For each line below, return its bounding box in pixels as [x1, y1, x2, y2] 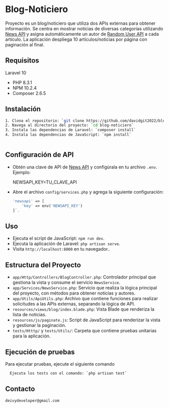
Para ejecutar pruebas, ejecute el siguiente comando [5, 361, 115, 367]
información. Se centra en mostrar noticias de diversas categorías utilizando [5, 25, 163, 31]
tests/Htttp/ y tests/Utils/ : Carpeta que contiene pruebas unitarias [12, 328, 157, 334]
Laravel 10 [5, 70, 27, 76]
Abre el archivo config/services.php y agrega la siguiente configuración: [12, 189, 164, 195]
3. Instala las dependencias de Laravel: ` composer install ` [5, 128, 136, 133]
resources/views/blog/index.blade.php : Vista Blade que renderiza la [12, 306, 155, 312]
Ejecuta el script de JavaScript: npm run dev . [12, 236, 105, 242]
